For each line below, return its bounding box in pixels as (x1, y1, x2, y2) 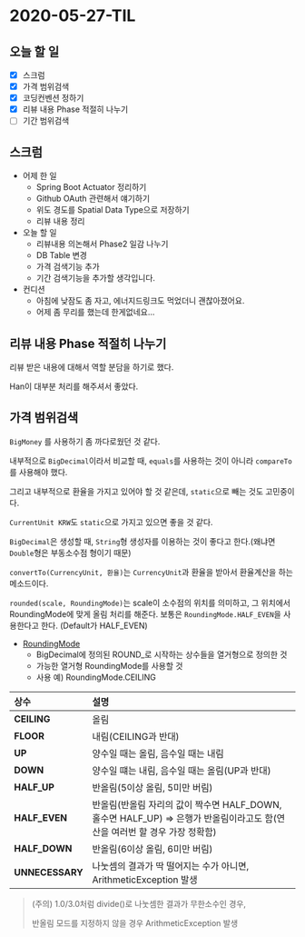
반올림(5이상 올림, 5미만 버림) (92, 781, 213, 793)
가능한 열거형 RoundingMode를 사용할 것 (35, 660, 183, 671)
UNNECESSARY (14, 865, 84, 878)
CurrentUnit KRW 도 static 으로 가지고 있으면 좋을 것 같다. (9, 516, 213, 527)
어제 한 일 (22, 170, 57, 182)
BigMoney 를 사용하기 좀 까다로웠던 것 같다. (9, 435, 161, 446)
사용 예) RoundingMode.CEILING (35, 672, 157, 683)
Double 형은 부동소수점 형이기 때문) (9, 547, 132, 558)
